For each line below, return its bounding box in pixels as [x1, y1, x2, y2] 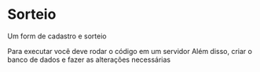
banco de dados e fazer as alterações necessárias [7, 55, 170, 64]
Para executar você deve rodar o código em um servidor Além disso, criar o [7, 46, 253, 56]
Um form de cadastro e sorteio [7, 31, 107, 41]
